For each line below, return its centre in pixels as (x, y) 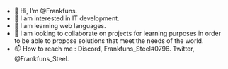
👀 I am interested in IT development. (67, 18)
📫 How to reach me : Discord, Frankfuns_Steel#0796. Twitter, (104, 49)
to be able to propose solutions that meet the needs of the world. (109, 41)
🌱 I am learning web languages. (60, 26)
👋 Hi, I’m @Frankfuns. (46, 11)
